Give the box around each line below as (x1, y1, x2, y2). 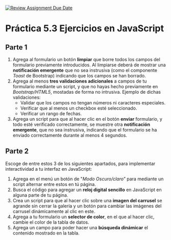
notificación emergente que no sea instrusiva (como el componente (12, 67, 157, 73)
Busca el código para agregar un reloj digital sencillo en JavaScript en (12, 186, 162, 193)
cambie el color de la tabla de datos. (12, 219, 89, 225)
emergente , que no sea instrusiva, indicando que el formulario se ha (12, 127, 157, 132)
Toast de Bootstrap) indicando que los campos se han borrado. (12, 73, 146, 78)
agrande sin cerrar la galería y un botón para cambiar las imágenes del (12, 203, 162, 209)
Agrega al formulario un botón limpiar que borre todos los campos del (12, 57, 161, 62)
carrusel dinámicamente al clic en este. (12, 208, 95, 214)
